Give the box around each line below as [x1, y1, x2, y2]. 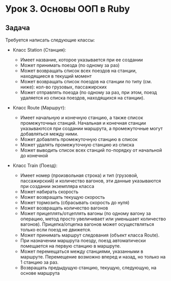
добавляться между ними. [20, 131, 79, 137]
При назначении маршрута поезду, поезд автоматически [20, 238, 146, 243]
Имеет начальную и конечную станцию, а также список [20, 114, 143, 121]
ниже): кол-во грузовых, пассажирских [20, 84, 107, 90]
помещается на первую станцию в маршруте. [20, 243, 121, 249]
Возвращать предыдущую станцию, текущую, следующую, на [20, 265, 157, 271]
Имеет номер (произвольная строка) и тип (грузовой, [20, 172, 139, 178]
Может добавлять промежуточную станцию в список [20, 136, 138, 142]
